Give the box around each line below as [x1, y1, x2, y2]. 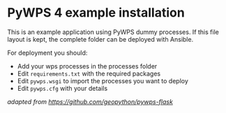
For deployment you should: [7, 49, 88, 57]
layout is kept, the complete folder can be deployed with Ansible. [7, 35, 194, 43]
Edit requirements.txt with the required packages [17, 69, 161, 78]
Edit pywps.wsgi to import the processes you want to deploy [17, 76, 188, 85]
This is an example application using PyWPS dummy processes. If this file [7, 28, 220, 36]
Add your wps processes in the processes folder [17, 62, 158, 70]
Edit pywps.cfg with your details [17, 84, 108, 92]
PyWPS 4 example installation [7, 5, 185, 21]
